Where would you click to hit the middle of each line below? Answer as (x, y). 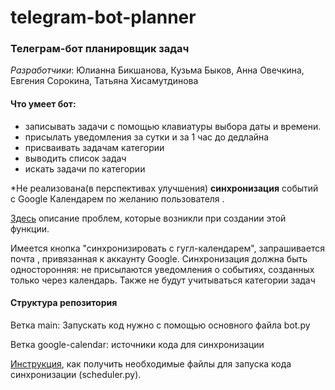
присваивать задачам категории (94, 147)
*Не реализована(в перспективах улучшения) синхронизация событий (164, 188)
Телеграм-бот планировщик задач (100, 49)
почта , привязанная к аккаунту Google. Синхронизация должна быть (159, 258)
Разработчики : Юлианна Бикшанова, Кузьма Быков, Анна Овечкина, (157, 70)
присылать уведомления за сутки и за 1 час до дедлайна (147, 137)
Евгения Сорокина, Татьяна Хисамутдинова (104, 81)
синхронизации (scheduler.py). (76, 374)
